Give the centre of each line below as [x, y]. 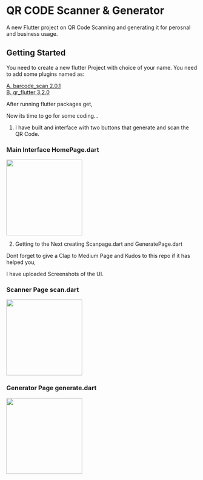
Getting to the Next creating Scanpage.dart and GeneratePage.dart [99, 244]
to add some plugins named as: [45, 74]
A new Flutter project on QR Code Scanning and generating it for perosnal [98, 27]
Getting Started [36, 53]
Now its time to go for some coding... [52, 115]
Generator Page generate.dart [52, 388]
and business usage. [32, 33]
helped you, [21, 262]
